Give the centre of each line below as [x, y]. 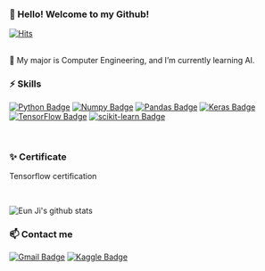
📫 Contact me [41, 234]
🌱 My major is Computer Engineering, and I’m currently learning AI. [132, 61]
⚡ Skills [25, 84]
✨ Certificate [38, 157]
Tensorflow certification [53, 176]
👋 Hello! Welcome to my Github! [79, 14]
